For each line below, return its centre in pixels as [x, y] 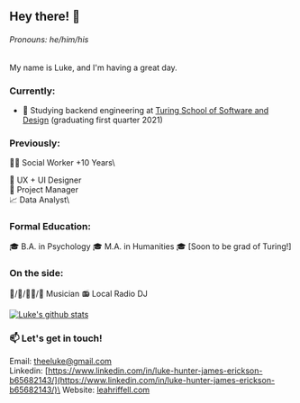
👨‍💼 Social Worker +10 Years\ [62, 163]
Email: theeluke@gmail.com [61, 362]
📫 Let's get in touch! [56, 338]
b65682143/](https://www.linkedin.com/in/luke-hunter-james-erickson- [142, 381]
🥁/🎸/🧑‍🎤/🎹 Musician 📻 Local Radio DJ [79, 293]
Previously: [35, 143]
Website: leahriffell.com [106, 390]
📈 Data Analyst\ [40, 200]
